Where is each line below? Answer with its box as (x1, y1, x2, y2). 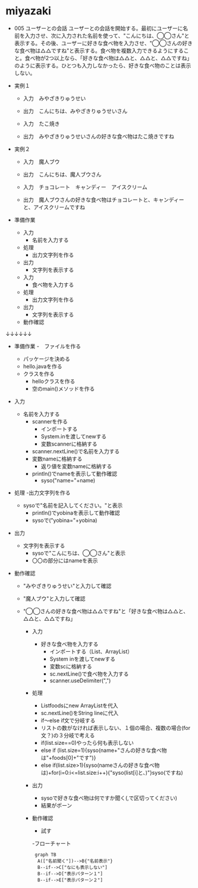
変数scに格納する (49, 663, 93, 670)
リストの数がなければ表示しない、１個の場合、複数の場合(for (40, 724, 191, 731)
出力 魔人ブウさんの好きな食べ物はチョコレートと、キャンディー (23, 196, 185, 203)
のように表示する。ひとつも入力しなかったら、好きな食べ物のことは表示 (14, 61, 191, 69)
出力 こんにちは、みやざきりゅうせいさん (23, 107, 128, 115)
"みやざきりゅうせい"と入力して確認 (23, 582, 112, 589)
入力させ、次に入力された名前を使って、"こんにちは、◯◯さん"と (24, 32, 190, 39)
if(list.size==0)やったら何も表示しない (40, 739, 134, 746)
